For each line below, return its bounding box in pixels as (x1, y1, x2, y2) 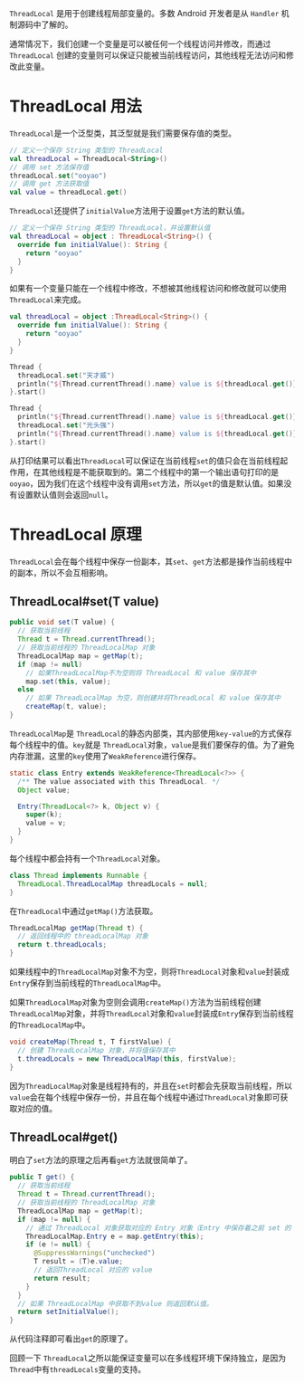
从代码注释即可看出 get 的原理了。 (9, 1333, 133, 1344)
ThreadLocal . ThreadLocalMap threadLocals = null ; (17, 879, 208, 889)
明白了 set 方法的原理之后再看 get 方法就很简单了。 (9, 1155, 193, 1166)
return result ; (33, 1273, 91, 1283)
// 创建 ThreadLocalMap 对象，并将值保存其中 (17, 1045, 176, 1054)
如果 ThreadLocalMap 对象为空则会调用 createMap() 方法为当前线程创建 (9, 997, 261, 1007)
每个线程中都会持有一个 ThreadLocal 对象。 (9, 853, 166, 863)
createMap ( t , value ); (25, 702, 107, 711)
